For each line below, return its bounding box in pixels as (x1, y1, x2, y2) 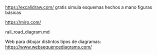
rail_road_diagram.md (5, 29, 50, 34)
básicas (5, 9, 21, 15)
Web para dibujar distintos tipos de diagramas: (5, 38, 101, 44)
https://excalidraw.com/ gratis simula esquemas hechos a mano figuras (5, 4, 152, 10)
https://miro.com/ (5, 19, 41, 25)
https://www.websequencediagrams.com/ (5, 44, 92, 49)
